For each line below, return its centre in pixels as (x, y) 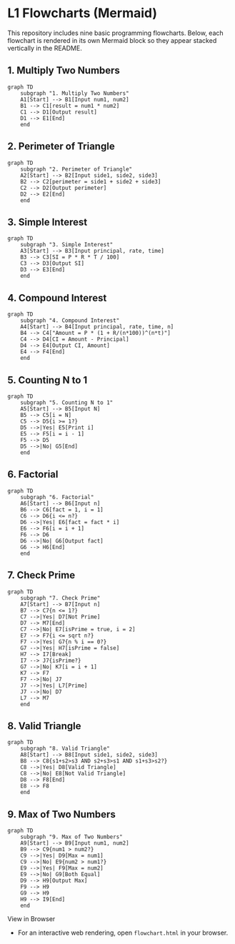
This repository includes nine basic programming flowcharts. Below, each (115, 33)
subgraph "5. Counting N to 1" (67, 403)
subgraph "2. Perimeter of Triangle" (76, 169)
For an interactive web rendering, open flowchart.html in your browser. (123, 933)
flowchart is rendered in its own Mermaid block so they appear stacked (112, 40)
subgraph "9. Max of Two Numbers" (71, 837)
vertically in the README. (45, 48)
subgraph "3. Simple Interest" (67, 245)
